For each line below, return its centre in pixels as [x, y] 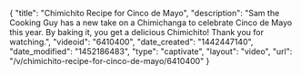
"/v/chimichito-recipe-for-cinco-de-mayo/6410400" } [110, 61]
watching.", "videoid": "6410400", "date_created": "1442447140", [131, 42]
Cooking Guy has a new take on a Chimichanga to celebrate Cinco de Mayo [151, 23]
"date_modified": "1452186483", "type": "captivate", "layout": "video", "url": [151, 52]
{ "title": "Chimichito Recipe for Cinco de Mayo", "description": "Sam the [145, 13]
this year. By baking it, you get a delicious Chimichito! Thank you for [136, 32]
